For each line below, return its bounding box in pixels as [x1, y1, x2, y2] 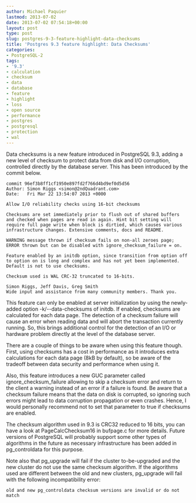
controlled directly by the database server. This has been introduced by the [6, 163, 188, 170]
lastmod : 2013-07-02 [6, 14, 57, 20]
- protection [6, 129, 38, 135]
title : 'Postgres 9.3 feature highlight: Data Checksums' [6, 42, 151, 48]
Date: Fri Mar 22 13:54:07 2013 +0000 [6, 191, 107, 197]
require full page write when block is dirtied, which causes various [6, 222, 183, 228]
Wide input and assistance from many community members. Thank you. [6, 289, 177, 295]
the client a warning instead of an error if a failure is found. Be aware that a [6, 384, 187, 391]
